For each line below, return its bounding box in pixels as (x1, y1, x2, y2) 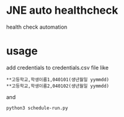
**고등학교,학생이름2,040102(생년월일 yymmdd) (6, 83, 110, 89)
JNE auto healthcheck (6, 4, 119, 17)
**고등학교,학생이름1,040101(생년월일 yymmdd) (6, 76, 110, 82)
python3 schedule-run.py (6, 105, 68, 111)
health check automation (6, 23, 68, 30)
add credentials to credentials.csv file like (6, 64, 109, 71)
